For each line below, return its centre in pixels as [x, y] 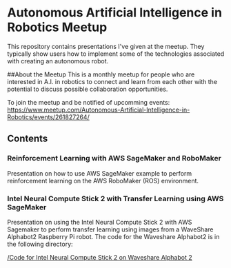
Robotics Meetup [57, 27]
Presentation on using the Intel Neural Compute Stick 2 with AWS [100, 222]
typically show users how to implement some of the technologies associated [116, 54]
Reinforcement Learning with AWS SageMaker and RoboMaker [114, 158]
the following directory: [40, 244]
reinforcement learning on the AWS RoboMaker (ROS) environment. [103, 181]
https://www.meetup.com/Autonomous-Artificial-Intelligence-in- [99, 110]
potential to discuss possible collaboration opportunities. [88, 89]
